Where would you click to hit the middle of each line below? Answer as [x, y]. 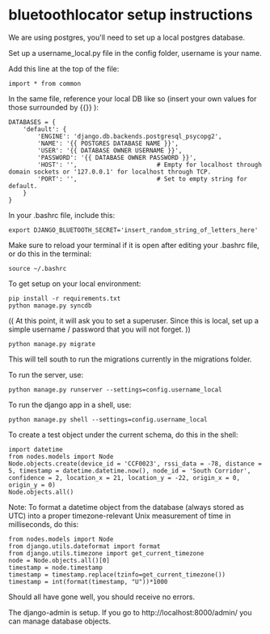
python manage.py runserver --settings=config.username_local [115, 390]
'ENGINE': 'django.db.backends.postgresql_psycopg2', [130, 136]
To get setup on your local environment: [75, 283]
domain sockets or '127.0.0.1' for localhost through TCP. [110, 172]
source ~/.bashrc [38, 268]
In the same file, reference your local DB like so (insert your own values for [133, 98]
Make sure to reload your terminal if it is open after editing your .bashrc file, [134, 245]
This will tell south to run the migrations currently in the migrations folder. [130, 359]
